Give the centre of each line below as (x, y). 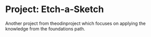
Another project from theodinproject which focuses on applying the (75, 23)
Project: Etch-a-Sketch (54, 9)
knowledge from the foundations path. (45, 28)
